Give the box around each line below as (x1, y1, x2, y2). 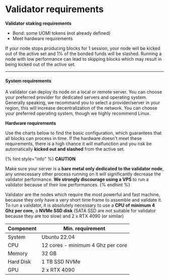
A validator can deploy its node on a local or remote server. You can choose (5, 89, 162, 95)
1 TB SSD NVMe (41, 258, 80, 265)
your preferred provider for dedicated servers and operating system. (5, 95, 147, 101)
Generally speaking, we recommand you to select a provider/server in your (5, 100, 160, 106)
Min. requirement (63, 225, 106, 232)
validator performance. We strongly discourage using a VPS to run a (5, 176, 149, 182)
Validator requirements (5, 4, 104, 15)
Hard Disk (8, 258, 31, 265)
